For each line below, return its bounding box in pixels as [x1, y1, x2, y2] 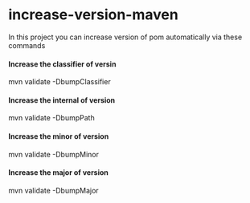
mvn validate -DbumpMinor [8, 149, 99, 159]
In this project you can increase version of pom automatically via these [8, 32, 243, 42]
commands [8, 40, 46, 50]
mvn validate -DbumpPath [8, 113, 95, 123]
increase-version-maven [8, 6, 178, 24]
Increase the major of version [8, 168, 109, 177]
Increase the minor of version [8, 131, 109, 141]
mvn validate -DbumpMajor [8, 185, 99, 195]
